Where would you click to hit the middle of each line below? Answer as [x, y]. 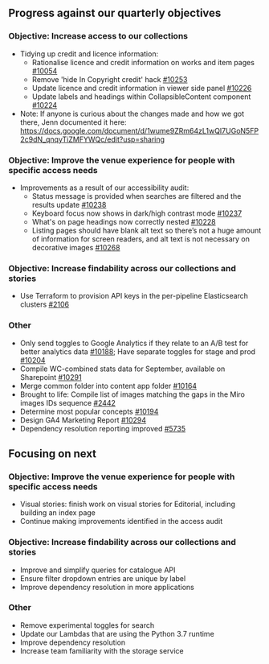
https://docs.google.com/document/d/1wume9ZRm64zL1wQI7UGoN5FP [139, 130]
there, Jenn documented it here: [73, 122]
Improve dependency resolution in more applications [107, 587]
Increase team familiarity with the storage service [102, 650]
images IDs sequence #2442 [68, 402]
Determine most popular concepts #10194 [89, 411]
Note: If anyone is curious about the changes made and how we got [132, 113]
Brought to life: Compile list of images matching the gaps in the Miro [132, 394]
